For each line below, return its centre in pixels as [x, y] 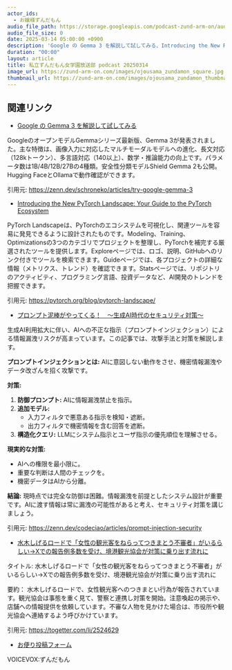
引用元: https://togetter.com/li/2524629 [63, 630]
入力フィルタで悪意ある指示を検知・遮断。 [88, 417]
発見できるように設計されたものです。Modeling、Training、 [104, 234]
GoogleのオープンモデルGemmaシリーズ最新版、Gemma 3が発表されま [108, 141]
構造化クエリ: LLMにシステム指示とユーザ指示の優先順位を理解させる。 [119, 435]
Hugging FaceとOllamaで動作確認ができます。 [73, 175]
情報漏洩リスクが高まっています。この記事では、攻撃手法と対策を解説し [115, 338]
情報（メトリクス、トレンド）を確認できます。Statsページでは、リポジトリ [114, 269]
